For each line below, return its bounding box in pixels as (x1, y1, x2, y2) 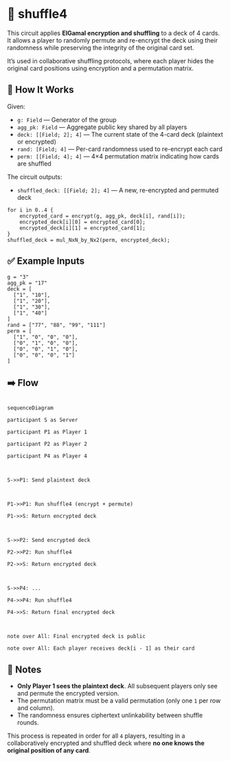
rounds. (16, 718, 39, 727)
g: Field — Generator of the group (16, 115, 117, 124)
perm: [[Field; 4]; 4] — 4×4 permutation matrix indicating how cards (16, 152, 220, 160)
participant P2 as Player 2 (7, 441, 88, 448)
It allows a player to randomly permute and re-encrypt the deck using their (7, 36, 218, 44)
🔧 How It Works (7, 84, 74, 95)
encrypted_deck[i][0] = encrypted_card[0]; (19, 218, 146, 225)
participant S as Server (7, 417, 78, 424)
